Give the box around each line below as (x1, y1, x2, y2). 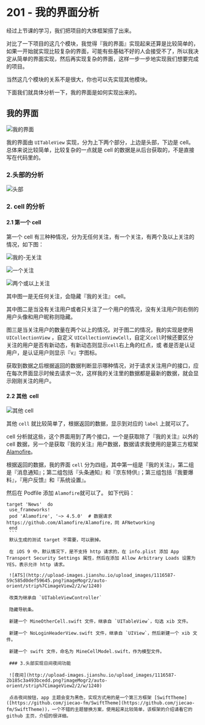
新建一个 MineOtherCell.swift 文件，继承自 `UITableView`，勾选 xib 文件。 (9, 618, 191, 625)
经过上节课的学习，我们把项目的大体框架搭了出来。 (6, 27, 135, 34)
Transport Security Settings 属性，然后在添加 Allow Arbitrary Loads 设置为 (6, 555, 196, 562)
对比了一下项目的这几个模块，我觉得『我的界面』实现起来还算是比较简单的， (6, 40, 199, 47)
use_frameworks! (9, 507, 51, 513)
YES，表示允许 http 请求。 (6, 562, 68, 568)
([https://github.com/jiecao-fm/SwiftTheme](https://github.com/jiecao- (6, 700, 195, 706)
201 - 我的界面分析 (6, 5, 99, 20)
